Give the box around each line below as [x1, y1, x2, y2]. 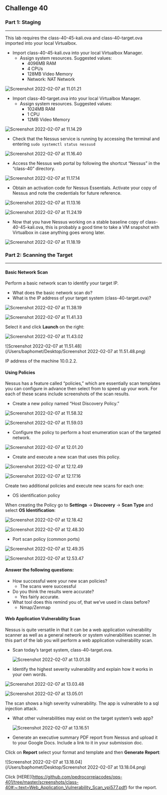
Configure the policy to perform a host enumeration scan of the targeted [12, 430, 161, 435]
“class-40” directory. [12, 165, 56, 171]
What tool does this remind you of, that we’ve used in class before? [12, 599, 150, 605]
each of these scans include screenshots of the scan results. [5, 391, 130, 397]
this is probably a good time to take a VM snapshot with [45, 224, 160, 230]
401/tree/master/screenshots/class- [5, 779, 79, 785]
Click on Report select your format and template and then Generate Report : [5, 749, 161, 755]
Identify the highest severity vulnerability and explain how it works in [12, 666, 153, 672]
